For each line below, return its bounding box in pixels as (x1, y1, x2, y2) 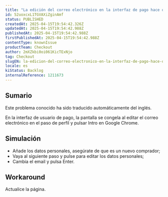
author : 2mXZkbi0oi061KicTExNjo (5, 49, 72, 54)
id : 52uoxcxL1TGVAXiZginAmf (5, 12, 64, 17)
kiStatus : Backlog (5, 68, 43, 73)
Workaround (5, 173, 45, 181)
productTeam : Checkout (5, 45, 52, 50)
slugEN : (5, 59, 21, 64)
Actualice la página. (5, 186, 46, 192)
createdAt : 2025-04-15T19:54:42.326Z (5, 21, 84, 27)
